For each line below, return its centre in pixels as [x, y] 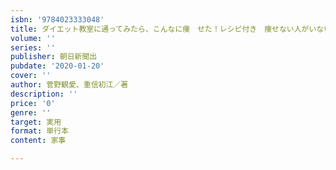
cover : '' [31, 76]
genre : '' [31, 112]
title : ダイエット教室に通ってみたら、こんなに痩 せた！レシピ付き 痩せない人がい [163, 29]
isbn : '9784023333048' [57, 19]
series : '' [33, 47]
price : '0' [33, 103]
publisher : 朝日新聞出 [54, 57]
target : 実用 [36, 122]
